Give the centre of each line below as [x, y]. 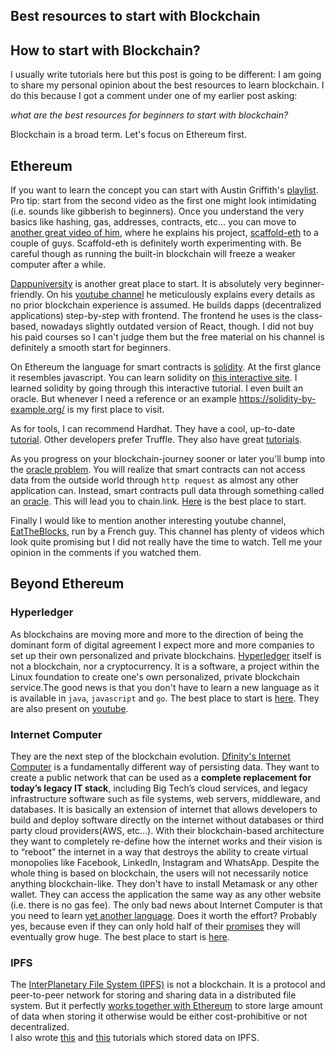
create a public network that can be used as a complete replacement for [161, 777]
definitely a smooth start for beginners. [91, 348]
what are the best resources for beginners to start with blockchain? [149, 115]
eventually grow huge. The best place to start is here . [120, 937]
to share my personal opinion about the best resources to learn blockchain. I [167, 85]
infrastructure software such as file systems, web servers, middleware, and [165, 798]
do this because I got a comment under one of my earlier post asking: [154, 96]
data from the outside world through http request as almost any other [154, 480]
